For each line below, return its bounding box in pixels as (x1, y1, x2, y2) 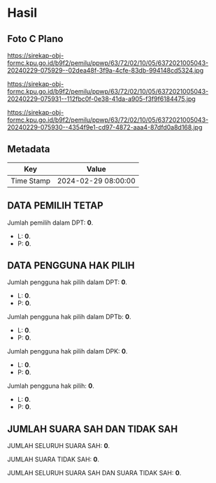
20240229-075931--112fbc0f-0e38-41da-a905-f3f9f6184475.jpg (7, 94, 196, 103)
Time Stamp (10, 176, 51, 185)
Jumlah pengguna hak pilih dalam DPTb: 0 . (7, 313, 131, 321)
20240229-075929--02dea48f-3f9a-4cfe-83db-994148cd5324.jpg (7, 66, 204, 74)
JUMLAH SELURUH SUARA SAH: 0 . (7, 442, 110, 450)
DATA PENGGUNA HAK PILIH (7, 260, 135, 272)
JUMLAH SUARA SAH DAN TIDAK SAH (7, 423, 178, 435)
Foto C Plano (7, 33, 64, 45)
